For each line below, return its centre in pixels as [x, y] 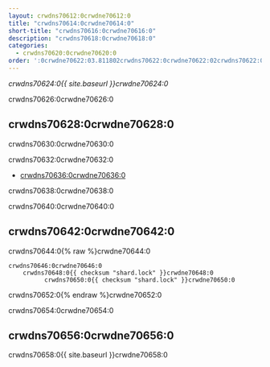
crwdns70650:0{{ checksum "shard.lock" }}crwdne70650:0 [139, 280]
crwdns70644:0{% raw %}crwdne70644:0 [80, 251]
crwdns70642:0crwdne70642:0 [92, 231]
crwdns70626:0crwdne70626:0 [61, 99]
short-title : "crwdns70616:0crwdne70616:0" [82, 31]
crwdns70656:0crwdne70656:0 [91, 335]
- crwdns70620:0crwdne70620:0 [66, 53]
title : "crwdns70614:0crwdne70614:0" [72, 23]
